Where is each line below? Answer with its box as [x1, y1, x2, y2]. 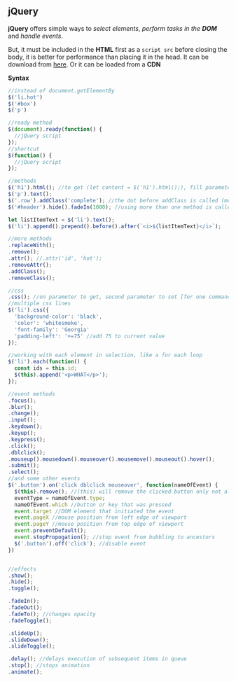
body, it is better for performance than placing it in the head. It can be [8, 53, 209, 61]
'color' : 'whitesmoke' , [14, 319, 83, 326]
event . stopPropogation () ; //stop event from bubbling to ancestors [14, 534, 216, 541]
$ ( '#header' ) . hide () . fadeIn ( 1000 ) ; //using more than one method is [8, 203, 212, 211]
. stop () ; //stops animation [8, 662, 90, 669]
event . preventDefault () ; [14, 527, 87, 534]
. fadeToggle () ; [8, 617, 53, 624]
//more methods [8, 235, 53, 242]
